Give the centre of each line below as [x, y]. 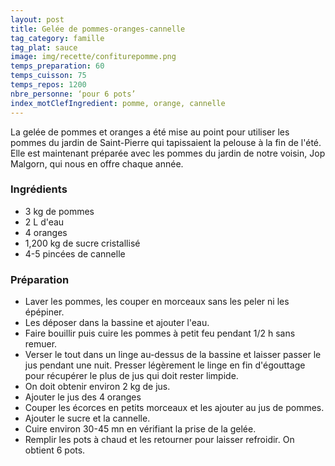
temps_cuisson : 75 [48, 76]
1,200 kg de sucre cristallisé [82, 243]
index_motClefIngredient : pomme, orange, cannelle [118, 103]
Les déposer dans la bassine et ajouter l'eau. [117, 323]
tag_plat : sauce [44, 47]
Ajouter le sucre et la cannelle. [87, 418]
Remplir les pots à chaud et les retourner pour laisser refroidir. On [159, 440]
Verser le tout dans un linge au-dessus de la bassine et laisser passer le [173, 355]
